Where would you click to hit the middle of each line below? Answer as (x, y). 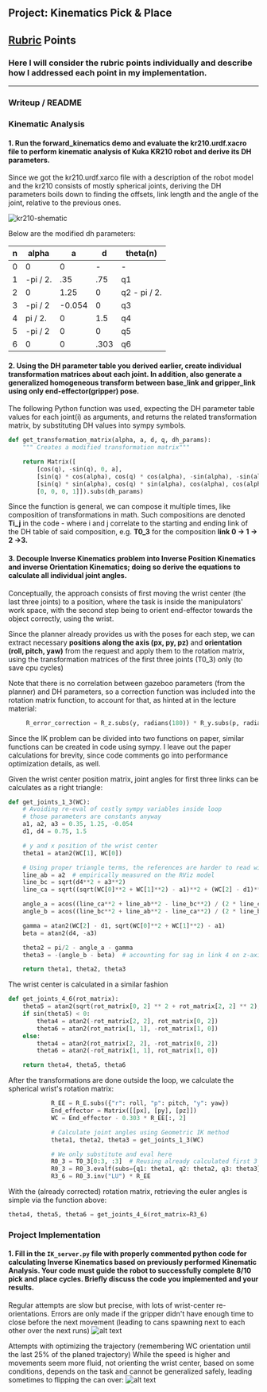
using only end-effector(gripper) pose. (74, 391)
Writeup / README (45, 103)
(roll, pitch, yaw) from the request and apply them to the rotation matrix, (126, 650)
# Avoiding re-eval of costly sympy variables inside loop (122, 809)
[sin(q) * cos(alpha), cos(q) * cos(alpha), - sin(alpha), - (138, 476)
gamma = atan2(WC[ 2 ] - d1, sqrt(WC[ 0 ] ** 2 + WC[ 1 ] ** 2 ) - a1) (124, 925)
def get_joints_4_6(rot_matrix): (64, 999)
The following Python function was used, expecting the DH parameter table (132, 409)
